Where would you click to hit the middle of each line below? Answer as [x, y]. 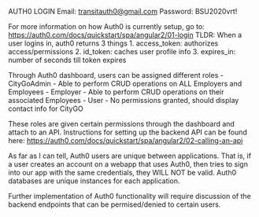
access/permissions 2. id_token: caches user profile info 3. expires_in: [122, 51]
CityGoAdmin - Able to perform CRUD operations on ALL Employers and [125, 83]
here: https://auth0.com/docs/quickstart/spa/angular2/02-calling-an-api [126, 140]
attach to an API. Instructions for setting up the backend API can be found [128, 132]
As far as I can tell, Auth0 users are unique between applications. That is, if [130, 156]
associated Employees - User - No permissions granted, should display [124, 100]
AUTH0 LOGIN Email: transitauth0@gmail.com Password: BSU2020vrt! [123, 11]
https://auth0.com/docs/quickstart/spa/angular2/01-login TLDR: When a [125, 35]
